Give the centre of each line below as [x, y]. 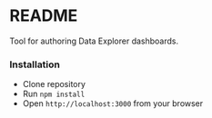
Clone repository [54, 84]
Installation [35, 64]
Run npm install [54, 94]
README [44, 16]
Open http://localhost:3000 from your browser [113, 103]
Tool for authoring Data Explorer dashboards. [94, 41]
